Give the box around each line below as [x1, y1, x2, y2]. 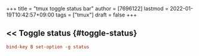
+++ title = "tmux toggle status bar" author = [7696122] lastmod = [6, 5, 169, 12]
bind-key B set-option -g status [6, 44, 90, 50]
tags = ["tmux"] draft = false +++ [56, 11, 137, 18]
